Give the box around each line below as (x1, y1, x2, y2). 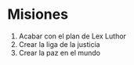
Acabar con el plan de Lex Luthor (18, 31, 127, 41)
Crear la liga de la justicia (18, 39, 100, 49)
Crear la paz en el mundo (18, 48, 101, 57)
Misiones (7, 5, 68, 23)
